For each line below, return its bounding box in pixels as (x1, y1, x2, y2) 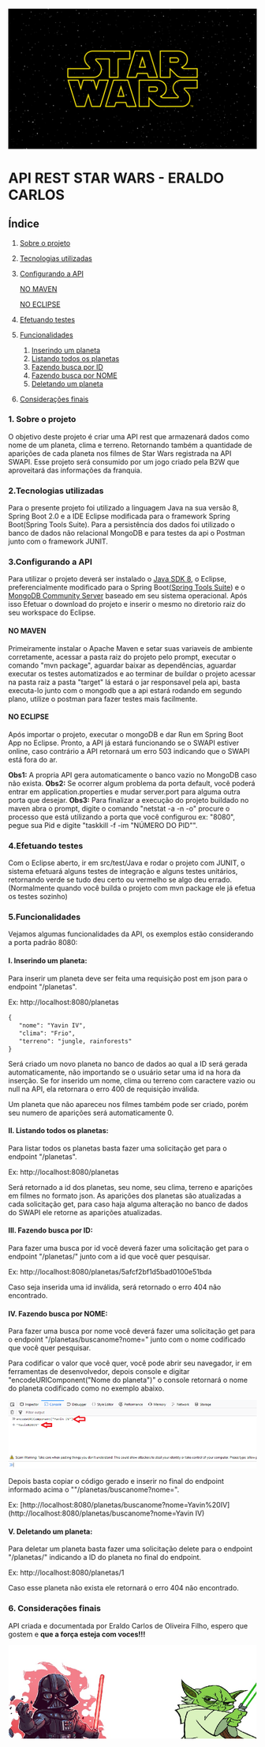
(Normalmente (8, 883, 55, 893)
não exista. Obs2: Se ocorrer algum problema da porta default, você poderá (8, 778, 256, 788)
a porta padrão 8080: (8, 938, 78, 947)
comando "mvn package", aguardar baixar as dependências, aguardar (8, 661, 237, 670)
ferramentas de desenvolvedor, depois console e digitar (8, 1367, 190, 1376)
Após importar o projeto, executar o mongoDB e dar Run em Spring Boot (8, 729, 244, 739)
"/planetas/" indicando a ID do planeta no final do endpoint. (8, 1553, 202, 1562)
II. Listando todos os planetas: (8, 1126, 109, 1135)
